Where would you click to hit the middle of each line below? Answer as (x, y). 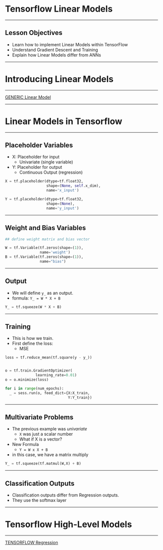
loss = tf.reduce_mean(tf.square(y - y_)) (49, 358)
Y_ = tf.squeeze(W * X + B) (33, 307)
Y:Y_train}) (80, 397)
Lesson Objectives (34, 33)
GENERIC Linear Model (28, 97)
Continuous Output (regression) (51, 172)
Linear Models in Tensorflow (64, 121)
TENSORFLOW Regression (32, 542)
